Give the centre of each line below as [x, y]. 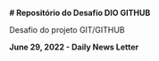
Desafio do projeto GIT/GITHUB [67, 30]
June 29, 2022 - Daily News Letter [74, 47]
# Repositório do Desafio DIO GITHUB [80, 13]
